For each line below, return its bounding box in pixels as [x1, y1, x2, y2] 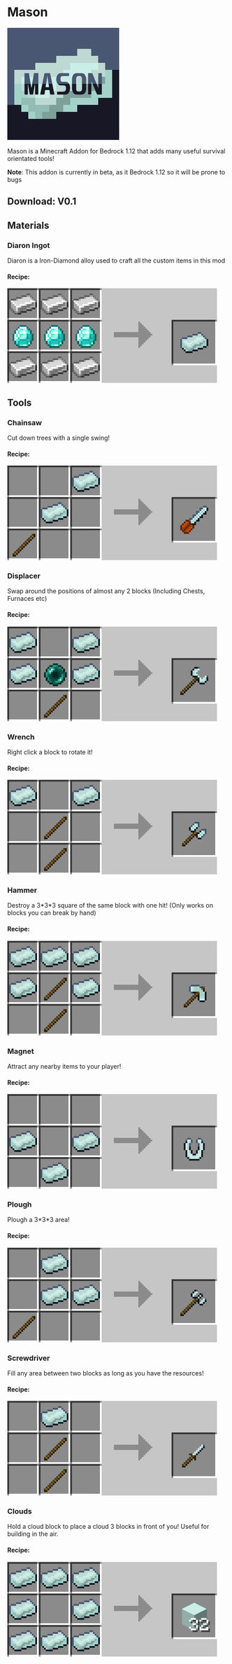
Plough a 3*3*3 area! [7, 1216, 70, 1224]
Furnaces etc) [7, 595, 48, 603]
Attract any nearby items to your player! [7, 1062, 122, 1070]
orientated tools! [7, 154, 55, 162]
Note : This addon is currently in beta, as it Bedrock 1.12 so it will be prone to [7, 167, 226, 176]
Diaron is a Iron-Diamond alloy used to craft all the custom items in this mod [7, 256, 226, 265]
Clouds [7, 1506, 33, 1516]
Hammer [7, 885, 37, 895]
